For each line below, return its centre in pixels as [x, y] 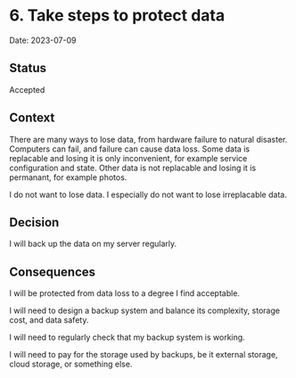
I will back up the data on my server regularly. [93, 244]
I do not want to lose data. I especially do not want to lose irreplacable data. [148, 194]
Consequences [53, 271]
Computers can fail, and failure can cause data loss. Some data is [130, 149]
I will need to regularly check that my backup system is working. [127, 337]
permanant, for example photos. [68, 177]
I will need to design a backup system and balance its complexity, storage [145, 311]
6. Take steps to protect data [117, 16]
